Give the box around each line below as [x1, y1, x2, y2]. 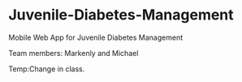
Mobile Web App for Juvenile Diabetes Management [8, 32, 184, 42]
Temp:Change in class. [8, 63, 85, 74]
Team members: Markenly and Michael [8, 48, 139, 58]
